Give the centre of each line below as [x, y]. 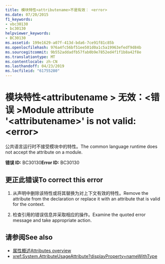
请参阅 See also [29, 237]
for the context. [29, 204]
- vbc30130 [17, 24]
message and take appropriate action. [52, 220]
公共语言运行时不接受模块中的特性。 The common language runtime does [81, 146]
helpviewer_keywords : [28, 33]
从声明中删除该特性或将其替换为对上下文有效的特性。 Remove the [80, 193]
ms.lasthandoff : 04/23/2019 [35, 66]
